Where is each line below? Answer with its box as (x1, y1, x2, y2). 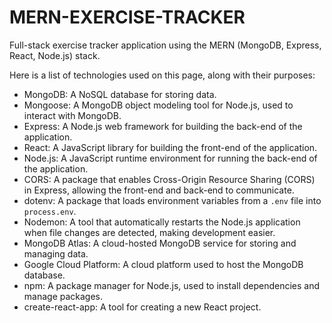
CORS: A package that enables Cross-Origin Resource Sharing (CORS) (23, 173, 316, 185)
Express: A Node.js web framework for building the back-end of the (23, 120, 303, 132)
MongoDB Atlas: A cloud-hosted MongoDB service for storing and (23, 237, 297, 249)
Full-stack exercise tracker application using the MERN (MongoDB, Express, (9, 39, 322, 51)
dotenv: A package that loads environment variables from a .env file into (23, 194, 322, 206)
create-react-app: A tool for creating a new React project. (23, 301, 262, 313)
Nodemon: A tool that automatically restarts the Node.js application (23, 216, 301, 228)
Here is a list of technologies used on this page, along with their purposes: (9, 69, 316, 81)
